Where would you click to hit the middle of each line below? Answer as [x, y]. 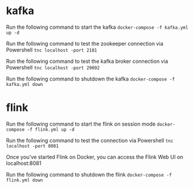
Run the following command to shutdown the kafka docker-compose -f [91, 79]
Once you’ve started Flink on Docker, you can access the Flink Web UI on [95, 157]
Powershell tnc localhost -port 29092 [53, 67]
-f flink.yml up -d [51, 129]
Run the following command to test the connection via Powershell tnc [90, 140]
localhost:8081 [24, 163]
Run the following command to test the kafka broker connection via [87, 61]
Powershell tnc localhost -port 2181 [52, 50]
